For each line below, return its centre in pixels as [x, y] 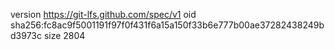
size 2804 [64, 35]
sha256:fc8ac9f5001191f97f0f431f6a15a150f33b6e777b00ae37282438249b [167, 25]
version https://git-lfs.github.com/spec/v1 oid [103, 14]
